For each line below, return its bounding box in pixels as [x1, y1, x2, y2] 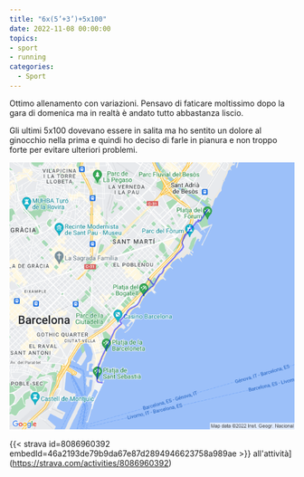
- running [9, 52, 47, 62]
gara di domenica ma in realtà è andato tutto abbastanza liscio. [9, 107, 244, 118]
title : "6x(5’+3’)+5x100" [9, 14, 107, 24]
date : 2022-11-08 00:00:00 [9, 24, 111, 33]
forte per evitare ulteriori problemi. [9, 144, 138, 155]
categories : [9, 62, 54, 72]
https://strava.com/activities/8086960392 [12, 458, 169, 469]
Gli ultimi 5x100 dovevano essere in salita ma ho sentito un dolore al [9, 125, 262, 136]
